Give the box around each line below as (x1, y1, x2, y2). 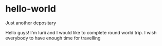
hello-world (5, 3, 57, 15)
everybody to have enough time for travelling (5, 35, 101, 41)
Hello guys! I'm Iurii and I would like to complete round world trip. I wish (5, 29, 157, 35)
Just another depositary (5, 20, 57, 26)
